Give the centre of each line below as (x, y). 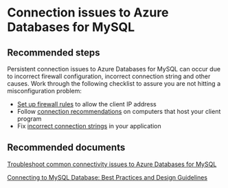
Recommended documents (66, 148)
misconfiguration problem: (45, 91)
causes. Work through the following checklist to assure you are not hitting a (114, 83)
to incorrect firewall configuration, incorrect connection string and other (109, 76)
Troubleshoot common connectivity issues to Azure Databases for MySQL (112, 164)
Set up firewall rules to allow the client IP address (87, 104)
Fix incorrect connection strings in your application (89, 126)
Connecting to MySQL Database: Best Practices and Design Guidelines (107, 177)
